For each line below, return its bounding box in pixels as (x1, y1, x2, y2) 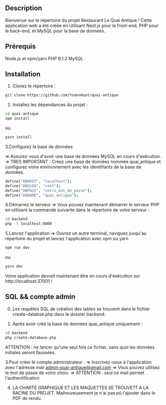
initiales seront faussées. (5, 349, 56, 355)
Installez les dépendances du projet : (12, 102, 88, 108)
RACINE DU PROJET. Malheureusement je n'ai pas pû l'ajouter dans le (12, 390, 156, 396)
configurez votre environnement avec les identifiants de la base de (5, 164, 142, 170)
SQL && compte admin (5, 292, 76, 301)
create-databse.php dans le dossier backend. (12, 311, 106, 317)
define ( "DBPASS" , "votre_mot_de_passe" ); (5, 188, 92, 193)
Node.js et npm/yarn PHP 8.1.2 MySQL (5, 55, 84, 61)
